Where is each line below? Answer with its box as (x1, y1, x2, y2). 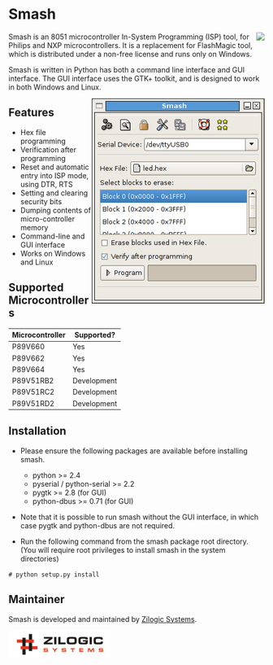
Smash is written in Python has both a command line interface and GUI (8, 64, 245, 74)
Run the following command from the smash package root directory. (19, 536, 249, 546)
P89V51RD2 (11, 398, 55, 408)
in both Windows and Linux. (8, 82, 102, 92)
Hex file (19, 127, 46, 137)
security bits (19, 196, 63, 206)
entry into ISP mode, (19, 170, 89, 180)
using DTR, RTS (19, 179, 73, 189)
